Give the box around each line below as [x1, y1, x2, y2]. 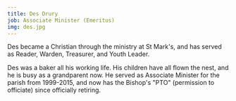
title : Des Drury [7, 10, 58, 18]
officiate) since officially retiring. [7, 86, 101, 95]
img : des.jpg [7, 23, 46, 30]
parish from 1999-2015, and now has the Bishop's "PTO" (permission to [7, 79, 215, 87]
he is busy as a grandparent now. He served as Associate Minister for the [7, 71, 220, 79]
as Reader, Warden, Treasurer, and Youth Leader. [7, 50, 150, 58]
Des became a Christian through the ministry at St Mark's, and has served [7, 43, 222, 51]
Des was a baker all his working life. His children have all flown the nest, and [7, 64, 229, 72]
